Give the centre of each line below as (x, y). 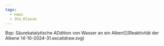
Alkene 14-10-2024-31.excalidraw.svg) (45, 38)
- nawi (16, 14)
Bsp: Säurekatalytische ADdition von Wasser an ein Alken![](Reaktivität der (82, 33)
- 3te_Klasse (23, 19)
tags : (11, 10)
